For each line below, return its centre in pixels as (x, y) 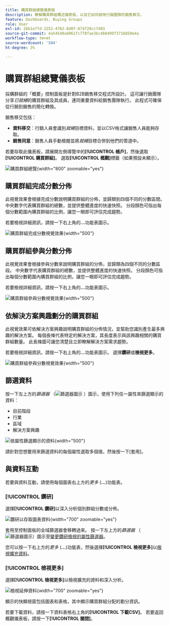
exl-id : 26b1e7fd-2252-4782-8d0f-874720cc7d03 (55, 29)
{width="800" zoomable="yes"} (71, 168)
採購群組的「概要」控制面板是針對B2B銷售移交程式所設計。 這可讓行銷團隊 (83, 94)
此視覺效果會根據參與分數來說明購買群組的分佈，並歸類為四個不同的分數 (80, 264)
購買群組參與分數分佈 (38, 251)
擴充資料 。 (20, 554)
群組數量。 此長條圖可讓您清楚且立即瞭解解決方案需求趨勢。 (68, 342)
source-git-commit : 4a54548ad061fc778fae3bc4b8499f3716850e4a (72, 33)
